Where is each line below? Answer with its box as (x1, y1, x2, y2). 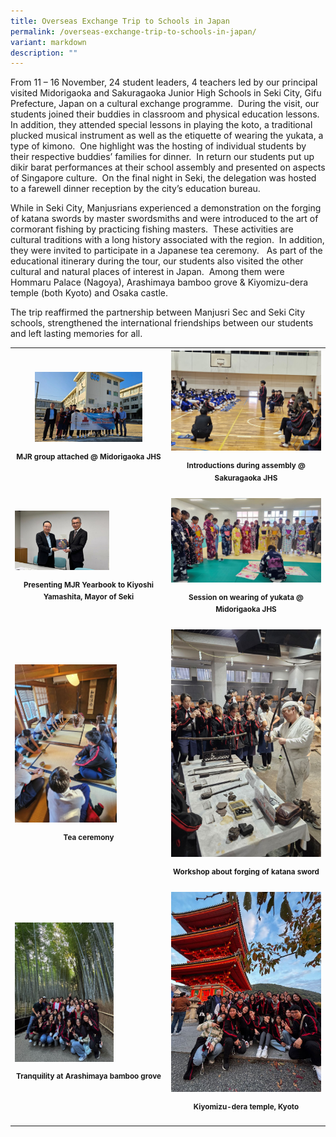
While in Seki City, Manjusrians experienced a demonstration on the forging (10, 202, 322, 214)
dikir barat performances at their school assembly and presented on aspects (10, 161, 326, 174)
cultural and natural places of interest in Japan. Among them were (10, 266, 285, 278)
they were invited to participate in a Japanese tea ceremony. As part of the (10, 245, 323, 257)
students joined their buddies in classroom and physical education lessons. (10, 108, 320, 120)
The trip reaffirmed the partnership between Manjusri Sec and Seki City (10, 306, 306, 319)
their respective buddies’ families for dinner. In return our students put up (10, 151, 315, 163)
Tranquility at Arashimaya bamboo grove (16, 1071, 162, 1082)
